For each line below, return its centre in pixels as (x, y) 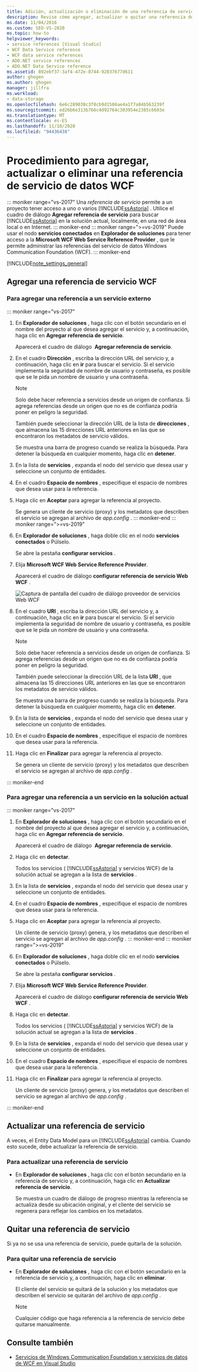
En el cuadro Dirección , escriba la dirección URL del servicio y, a (94, 358)
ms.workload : (23, 93)
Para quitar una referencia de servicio (62, 1259)
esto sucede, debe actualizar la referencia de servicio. (73, 1146)
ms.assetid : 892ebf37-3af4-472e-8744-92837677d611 (70, 72)
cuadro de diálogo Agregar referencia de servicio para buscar (83, 214)
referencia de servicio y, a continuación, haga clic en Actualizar (93, 1180)
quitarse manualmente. (43, 1324)
